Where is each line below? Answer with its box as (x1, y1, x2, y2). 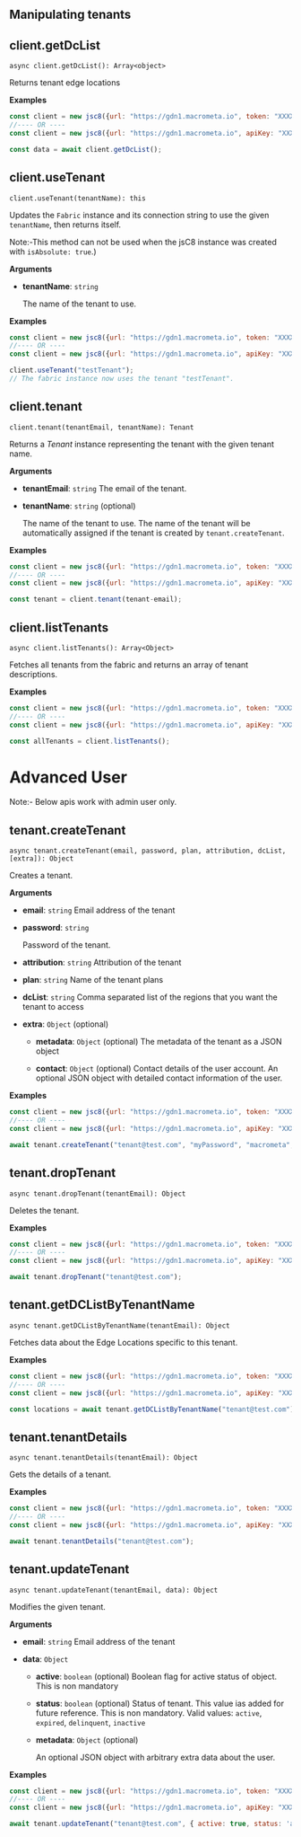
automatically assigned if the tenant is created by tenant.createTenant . (21, 527, 285, 538)
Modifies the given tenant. (9, 1601, 106, 1612)
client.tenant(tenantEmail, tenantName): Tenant (9, 422, 194, 432)
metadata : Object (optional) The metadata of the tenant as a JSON (35, 1037, 282, 1047)
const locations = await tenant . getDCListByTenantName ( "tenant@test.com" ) (9, 1405, 295, 1414)
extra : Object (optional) (21, 1019, 109, 1029)
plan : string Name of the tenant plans (21, 975, 164, 985)
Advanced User (9, 767, 128, 787)
